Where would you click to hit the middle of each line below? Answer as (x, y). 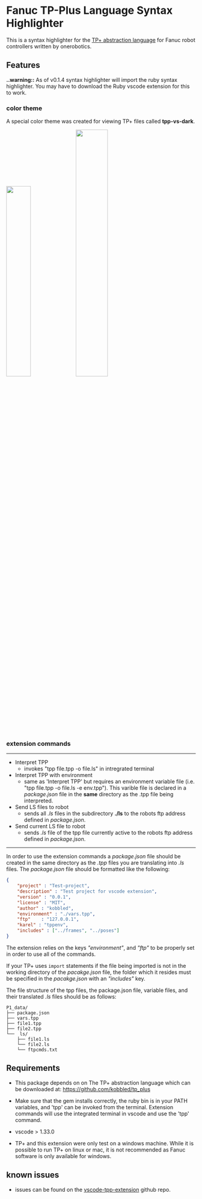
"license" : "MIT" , (41, 903)
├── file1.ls (33, 1039)
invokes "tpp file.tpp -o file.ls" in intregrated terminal (89, 769)
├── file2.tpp (24, 1029)
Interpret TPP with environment (54, 775)
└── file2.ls (33, 1044)
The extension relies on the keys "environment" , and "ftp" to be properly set (100, 947)
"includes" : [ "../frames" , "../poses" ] (68, 931)
